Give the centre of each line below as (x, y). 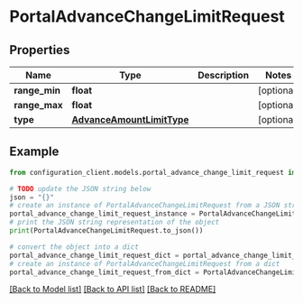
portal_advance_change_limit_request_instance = (102, 214)
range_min (37, 90)
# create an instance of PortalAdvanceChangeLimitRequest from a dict (145, 263)
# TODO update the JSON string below (80, 188)
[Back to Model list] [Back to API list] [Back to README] (113, 289)
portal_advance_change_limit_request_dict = (94, 255)
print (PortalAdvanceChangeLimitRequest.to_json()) (106, 231)
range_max (38, 105)
